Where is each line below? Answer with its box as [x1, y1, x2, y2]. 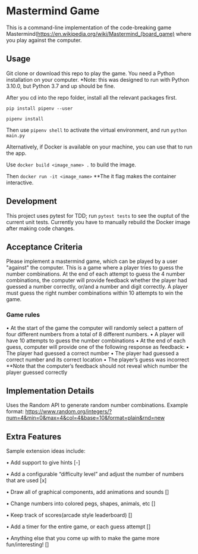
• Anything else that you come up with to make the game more [6, 535, 160, 542]
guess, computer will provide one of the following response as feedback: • [6, 343, 189, 350]
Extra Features [6, 431, 62, 442]
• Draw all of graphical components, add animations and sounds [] [6, 488, 169, 496]
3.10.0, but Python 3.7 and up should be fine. [6, 82, 115, 89]
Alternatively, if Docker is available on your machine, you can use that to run [6, 143, 193, 150]
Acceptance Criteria [6, 242, 83, 252]
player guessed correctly [6, 369, 68, 376]
